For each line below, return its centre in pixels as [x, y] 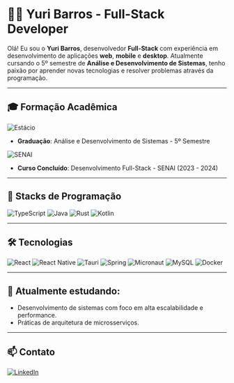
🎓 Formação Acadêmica [62, 107]
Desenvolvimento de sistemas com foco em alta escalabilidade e [110, 308]
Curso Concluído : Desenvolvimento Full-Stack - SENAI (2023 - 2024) [117, 168]
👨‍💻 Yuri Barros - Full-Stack [86, 14]
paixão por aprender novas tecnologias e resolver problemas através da [110, 70]
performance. [37, 315]
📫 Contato [31, 352]
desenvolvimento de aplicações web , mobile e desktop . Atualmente [105, 56]
